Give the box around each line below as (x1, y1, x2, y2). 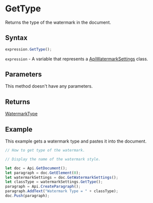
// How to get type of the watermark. (5, 148, 85, 153)
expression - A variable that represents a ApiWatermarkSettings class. (5, 55, 149, 62)
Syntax (5, 34, 28, 42)
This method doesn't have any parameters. (5, 83, 93, 89)
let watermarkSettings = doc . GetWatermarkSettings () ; (5, 175, 119, 180)
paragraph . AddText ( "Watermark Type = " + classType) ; (5, 189, 119, 194)
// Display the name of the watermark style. (5, 156, 101, 161)
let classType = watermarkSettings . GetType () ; (5, 179, 103, 185)
